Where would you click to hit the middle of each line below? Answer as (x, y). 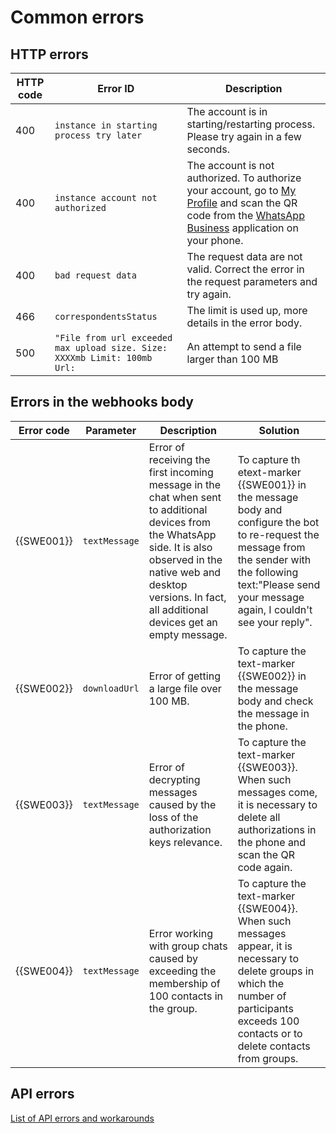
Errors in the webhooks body (102, 402)
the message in (273, 713)
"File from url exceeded (113, 337)
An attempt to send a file (244, 346)
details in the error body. (244, 323)
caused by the (182, 804)
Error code (44, 430)
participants (265, 1008)
